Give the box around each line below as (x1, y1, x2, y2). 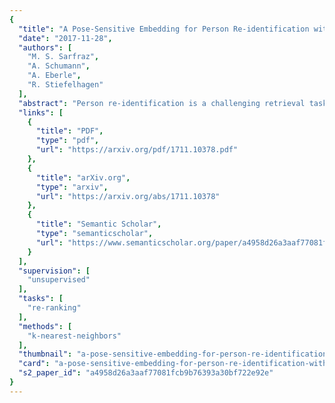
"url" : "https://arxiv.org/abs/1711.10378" (35, 191, 221, 201)
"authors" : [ (18, 42, 73, 53)
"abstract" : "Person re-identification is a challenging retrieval (18, 98, 306, 108)
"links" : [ (18, 107, 64, 118)
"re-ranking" (27, 303, 82, 313)
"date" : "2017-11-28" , (18, 33, 113, 43)
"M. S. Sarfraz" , (27, 52, 100, 62)
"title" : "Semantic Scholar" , (35, 219, 162, 230)
